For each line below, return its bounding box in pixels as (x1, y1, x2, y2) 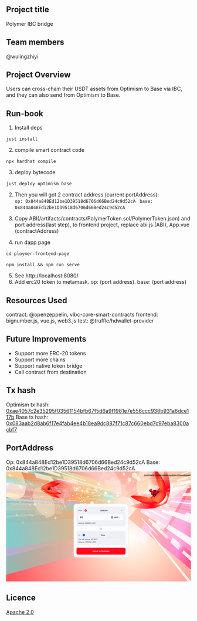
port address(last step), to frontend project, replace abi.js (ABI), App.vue (14, 221, 190, 228)
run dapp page (14, 239, 51, 246)
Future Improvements (6, 334, 87, 344)
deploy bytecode (14, 169, 56, 176)
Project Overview (6, 70, 71, 80)
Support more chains (14, 356, 66, 363)
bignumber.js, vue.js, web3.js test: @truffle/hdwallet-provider (6, 317, 154, 324)
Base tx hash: (15, 413, 49, 420)
